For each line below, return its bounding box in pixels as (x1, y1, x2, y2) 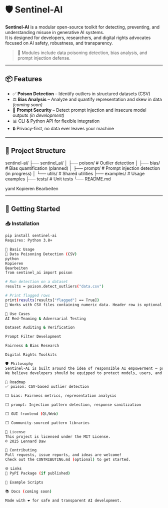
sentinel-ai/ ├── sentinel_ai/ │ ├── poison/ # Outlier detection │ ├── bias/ (5, 160, 160, 166)
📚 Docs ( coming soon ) (5, 489, 52, 494)
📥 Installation (5, 220, 40, 227)
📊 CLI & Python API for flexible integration (12, 118, 100, 124)
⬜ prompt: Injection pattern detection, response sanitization (5, 402, 141, 407)
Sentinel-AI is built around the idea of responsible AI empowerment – (5, 366, 157, 371)
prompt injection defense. (17, 55, 71, 61)
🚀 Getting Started (5, 204, 60, 213)
